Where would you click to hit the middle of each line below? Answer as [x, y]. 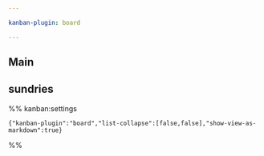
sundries [31, 89]
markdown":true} [35, 130]
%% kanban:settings [43, 108]
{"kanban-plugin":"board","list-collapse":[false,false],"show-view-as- [132, 123]
